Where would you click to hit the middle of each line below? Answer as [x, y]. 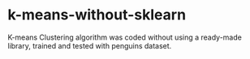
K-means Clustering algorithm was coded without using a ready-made [125, 37]
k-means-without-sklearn [97, 15]
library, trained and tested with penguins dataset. [90, 45]
